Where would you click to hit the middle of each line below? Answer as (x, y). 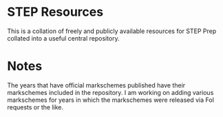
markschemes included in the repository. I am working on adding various (110, 92)
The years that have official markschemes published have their (96, 85)
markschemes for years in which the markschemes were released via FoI (111, 100)
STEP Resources (55, 12)
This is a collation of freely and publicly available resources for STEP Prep (112, 31)
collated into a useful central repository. (64, 38)
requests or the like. (35, 107)
